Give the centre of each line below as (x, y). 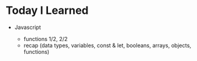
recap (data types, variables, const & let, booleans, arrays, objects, (107, 45)
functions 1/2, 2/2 (46, 39)
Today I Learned (47, 11)
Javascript (28, 27)
